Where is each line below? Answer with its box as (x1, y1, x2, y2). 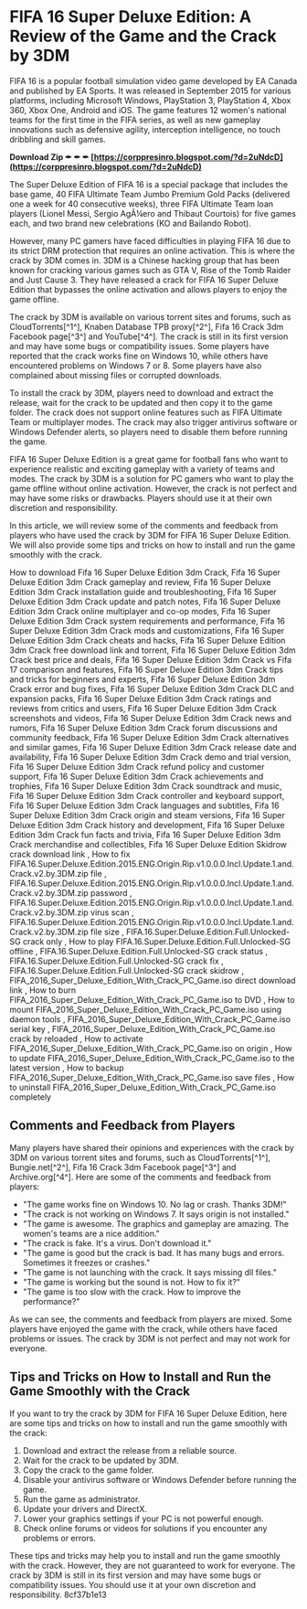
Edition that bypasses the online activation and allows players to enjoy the (9, 283, 288, 294)
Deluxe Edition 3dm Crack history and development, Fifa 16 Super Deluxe (9, 819, 285, 830)
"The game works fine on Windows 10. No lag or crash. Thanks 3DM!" (22, 1199, 287, 1209)
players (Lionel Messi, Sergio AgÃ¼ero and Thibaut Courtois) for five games (9, 208, 297, 218)
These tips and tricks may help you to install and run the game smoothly (9, 1550, 281, 1561)
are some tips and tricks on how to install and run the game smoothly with (9, 1417, 288, 1428)
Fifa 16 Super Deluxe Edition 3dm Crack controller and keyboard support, (9, 790, 285, 801)
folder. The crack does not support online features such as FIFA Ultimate (9, 407, 283, 418)
